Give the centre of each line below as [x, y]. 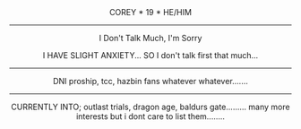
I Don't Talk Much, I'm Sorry [150, 38]
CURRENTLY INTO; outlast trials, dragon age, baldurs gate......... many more [150, 107]
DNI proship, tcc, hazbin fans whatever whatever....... [150, 81]
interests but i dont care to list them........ [150, 116]
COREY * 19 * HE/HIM [150, 12]
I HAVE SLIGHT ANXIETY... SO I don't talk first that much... [150, 55]
